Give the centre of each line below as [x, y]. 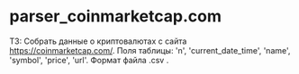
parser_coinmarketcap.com [116, 16]
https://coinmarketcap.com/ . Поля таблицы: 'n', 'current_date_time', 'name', [150, 50]
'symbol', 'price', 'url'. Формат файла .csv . [89, 60]
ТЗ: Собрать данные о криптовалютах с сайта [98, 41]
